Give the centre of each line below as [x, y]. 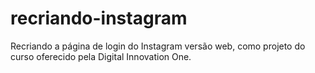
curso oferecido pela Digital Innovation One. [101, 56]
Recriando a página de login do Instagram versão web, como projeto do [158, 46]
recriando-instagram [99, 18]
